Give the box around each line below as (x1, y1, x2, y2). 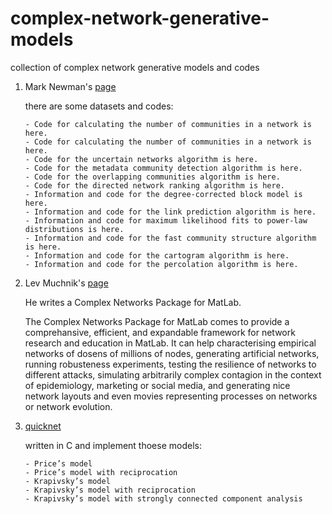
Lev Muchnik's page (24, 277, 109, 289)
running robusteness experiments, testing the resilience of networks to (24, 358, 317, 370)
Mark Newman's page (24, 80, 117, 92)
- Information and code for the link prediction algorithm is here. (24, 207, 317, 217)
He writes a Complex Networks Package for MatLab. (24, 296, 242, 308)
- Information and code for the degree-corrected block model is (24, 189, 303, 199)
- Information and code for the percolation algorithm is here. (24, 259, 299, 269)
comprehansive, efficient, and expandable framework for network (24, 326, 296, 338)
